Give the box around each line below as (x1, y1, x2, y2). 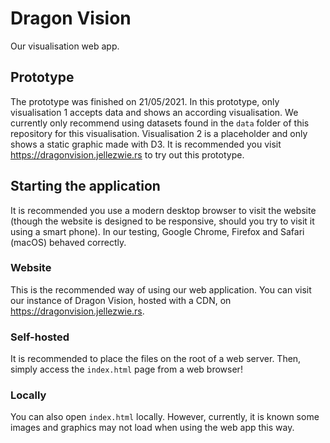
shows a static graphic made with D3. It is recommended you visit (10, 138, 282, 150)
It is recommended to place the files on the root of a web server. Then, (10, 353, 302, 365)
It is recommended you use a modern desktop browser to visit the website (10, 204, 317, 216)
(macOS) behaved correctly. (10, 236, 127, 248)
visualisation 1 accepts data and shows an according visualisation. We (10, 106, 299, 118)
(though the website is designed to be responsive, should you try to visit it (10, 215, 315, 227)
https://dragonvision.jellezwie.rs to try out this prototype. (10, 148, 245, 161)
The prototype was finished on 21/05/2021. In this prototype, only (10, 95, 280, 107)
